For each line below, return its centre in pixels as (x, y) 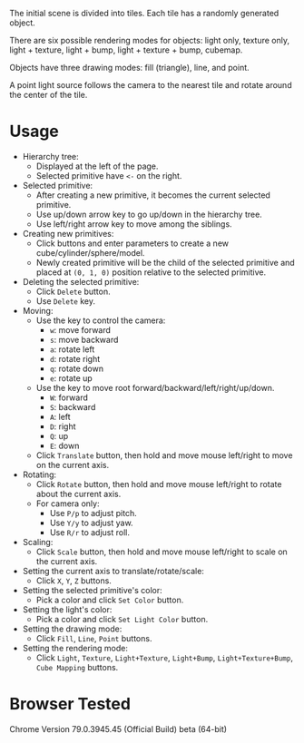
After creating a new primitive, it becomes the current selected (153, 195)
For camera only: (68, 503)
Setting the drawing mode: (72, 629)
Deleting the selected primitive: (81, 281)
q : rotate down (77, 368)
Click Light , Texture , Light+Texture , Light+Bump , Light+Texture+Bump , (164, 658)
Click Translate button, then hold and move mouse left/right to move (164, 455)
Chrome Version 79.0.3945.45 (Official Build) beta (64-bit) (118, 728)
